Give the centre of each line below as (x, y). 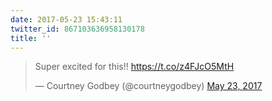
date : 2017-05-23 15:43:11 (66, 19)
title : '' (31, 38)
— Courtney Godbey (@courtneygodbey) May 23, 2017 (148, 86)
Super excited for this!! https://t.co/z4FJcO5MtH (134, 67)
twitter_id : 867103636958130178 (77, 29)
